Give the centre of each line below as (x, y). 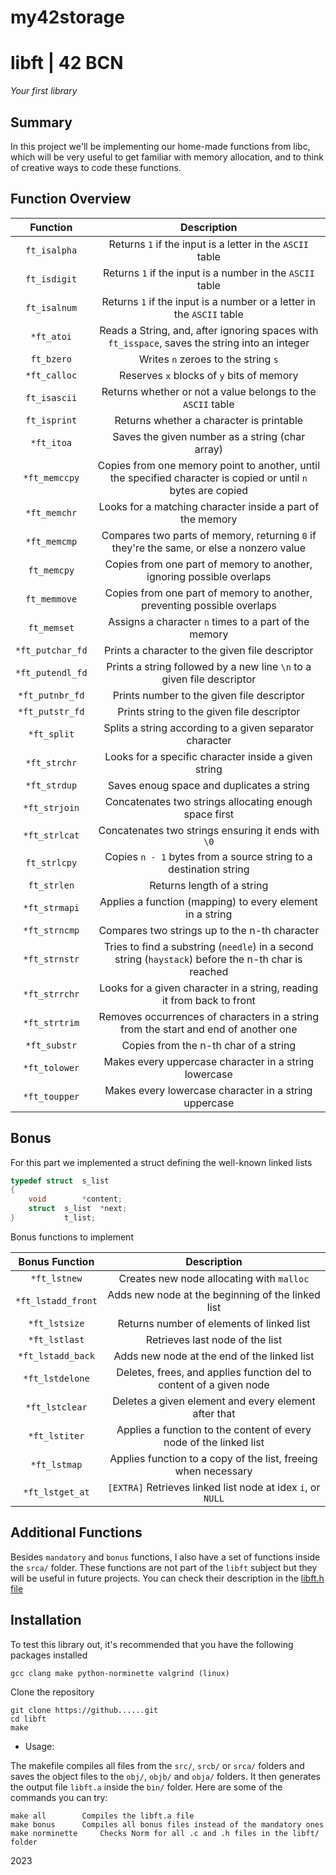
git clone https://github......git (84, 1710)
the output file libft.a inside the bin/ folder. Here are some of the (146, 1787)
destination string (209, 869)
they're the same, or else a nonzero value (209, 548)
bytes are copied (209, 490)
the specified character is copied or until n (208, 478)
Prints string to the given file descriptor (209, 711)
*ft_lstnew (56, 1278)
